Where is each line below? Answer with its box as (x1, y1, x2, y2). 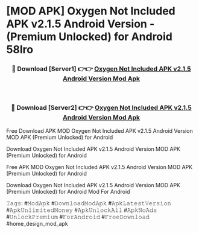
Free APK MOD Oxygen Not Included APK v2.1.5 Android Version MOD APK (6, 163, 193, 170)
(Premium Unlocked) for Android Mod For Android (6, 188, 130, 195)
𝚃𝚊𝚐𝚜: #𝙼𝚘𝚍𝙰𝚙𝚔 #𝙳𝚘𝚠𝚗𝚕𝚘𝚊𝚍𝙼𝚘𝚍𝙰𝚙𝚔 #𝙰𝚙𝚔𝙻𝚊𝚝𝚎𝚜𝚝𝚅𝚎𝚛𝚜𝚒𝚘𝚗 (6, 199, 172, 206)
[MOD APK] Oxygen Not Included (6, 4, 176, 18)
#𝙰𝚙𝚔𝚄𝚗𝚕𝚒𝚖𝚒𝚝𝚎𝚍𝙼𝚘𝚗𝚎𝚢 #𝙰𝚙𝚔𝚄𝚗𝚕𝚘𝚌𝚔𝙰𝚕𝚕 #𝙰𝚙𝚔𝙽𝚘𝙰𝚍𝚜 (6, 206, 157, 214)
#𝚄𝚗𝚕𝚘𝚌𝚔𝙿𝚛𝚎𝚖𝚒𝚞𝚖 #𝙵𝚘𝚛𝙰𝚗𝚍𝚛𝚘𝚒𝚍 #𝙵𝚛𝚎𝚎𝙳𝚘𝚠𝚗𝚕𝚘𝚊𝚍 (6, 213, 150, 220)
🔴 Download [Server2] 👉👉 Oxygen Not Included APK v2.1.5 (11, 104, 192, 112)
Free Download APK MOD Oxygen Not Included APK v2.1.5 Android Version (6, 127, 193, 134)
